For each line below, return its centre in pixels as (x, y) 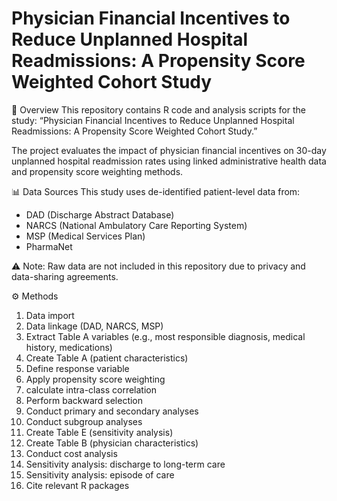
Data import (50, 315)
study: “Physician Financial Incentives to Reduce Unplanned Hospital (153, 120)
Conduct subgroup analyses (84, 421)
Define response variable (77, 368)
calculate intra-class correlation (91, 389)
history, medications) (69, 347)
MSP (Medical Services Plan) (85, 236)
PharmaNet (49, 246)
